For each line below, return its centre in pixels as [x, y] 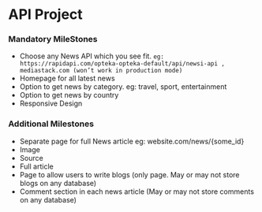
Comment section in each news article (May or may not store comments [137, 192]
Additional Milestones [51, 124]
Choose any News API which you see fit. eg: [92, 56]
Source [31, 158]
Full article [36, 166]
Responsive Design [51, 103]
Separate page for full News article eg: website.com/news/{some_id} [132, 141]
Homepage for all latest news [67, 78]
